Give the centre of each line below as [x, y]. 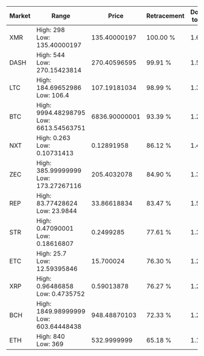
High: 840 [51, 336]
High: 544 [51, 55]
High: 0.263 [53, 138]
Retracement [165, 16]
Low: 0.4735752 [60, 294]
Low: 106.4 [53, 95]
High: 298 [51, 30]
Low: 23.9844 [56, 211]
